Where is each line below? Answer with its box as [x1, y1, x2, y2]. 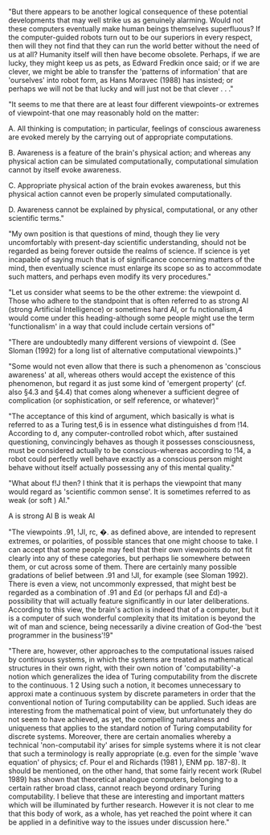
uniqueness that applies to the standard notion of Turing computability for [8, 723, 252, 733]
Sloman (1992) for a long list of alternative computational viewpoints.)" [8, 346, 242, 355]
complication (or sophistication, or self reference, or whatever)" [8, 396, 219, 405]
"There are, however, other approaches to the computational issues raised [8, 646, 255, 655]
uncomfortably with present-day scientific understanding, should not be [8, 238, 247, 247]
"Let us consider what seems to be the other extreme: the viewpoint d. [8, 288, 242, 297]
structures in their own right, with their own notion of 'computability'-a [8, 663, 241, 672]
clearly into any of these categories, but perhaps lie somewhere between [8, 554, 251, 563]
